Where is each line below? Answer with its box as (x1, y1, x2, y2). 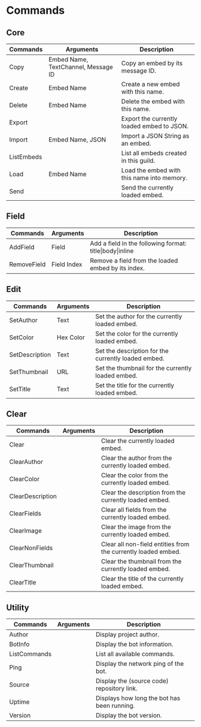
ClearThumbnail (9, 561, 54, 569)
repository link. (95, 684, 138, 693)
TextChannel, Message (48, 63, 114, 71)
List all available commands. (95, 650, 175, 658)
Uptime (9, 698, 30, 706)
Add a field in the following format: (89, 239, 187, 248)
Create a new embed (121, 80, 180, 88)
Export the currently (121, 114, 178, 123)
